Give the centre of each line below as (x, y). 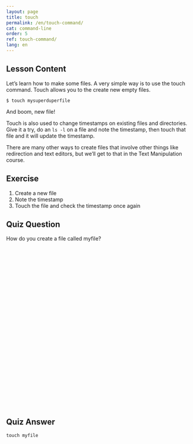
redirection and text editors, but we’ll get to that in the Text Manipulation (94, 154)
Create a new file (36, 193)
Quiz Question (33, 224)
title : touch (22, 17)
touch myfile (22, 436)
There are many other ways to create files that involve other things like (92, 147)
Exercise (23, 179)
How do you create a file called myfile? (54, 239)
